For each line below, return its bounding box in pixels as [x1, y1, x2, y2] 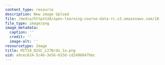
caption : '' [9, 30, 34, 35]
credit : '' [9, 35, 32, 40]
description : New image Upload [5, 12, 69, 17]
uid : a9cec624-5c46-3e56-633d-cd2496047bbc [5, 52, 96, 58]
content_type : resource [5, 7, 54, 12]
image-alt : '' [9, 39, 38, 44]
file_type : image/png [5, 21, 50, 26]
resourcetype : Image [5, 43, 48, 48]
